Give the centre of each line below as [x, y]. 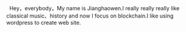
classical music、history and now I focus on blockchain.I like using [90, 16]
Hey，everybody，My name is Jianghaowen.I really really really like [94, 8]
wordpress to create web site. [44, 23]
